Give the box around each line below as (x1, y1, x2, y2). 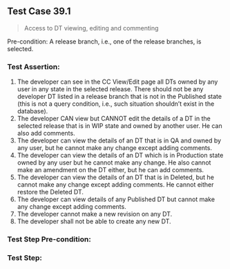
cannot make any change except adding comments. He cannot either (17, 180, 214, 189)
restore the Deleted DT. (17, 188, 84, 196)
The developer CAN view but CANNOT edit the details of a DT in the (17, 114, 211, 123)
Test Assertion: (7, 62, 60, 71)
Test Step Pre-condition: (7, 234, 91, 244)
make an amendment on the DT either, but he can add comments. (17, 166, 204, 174)
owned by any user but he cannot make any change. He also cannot (17, 158, 211, 167)
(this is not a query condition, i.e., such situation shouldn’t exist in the (17, 100, 215, 108)
